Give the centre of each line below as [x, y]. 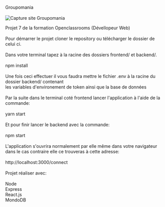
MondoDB [16, 200]
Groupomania [19, 7]
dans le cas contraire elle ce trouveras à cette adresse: [62, 152]
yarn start [15, 114]
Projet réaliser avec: [26, 173]
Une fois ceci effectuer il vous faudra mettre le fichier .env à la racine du [80, 76]
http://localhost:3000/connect [37, 162]
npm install [17, 66]
